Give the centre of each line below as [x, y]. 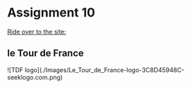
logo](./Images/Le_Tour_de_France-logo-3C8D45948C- [105, 69]
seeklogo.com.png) [35, 77]
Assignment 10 [51, 13]
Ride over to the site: [37, 32]
